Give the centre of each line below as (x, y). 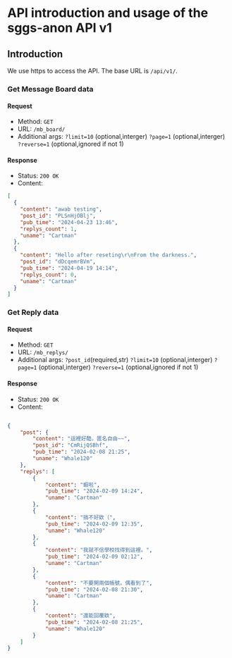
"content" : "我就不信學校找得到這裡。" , (99, 550)
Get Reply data (33, 313)
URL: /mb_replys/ (43, 352)
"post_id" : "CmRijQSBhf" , (71, 445)
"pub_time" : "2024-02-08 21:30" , (94, 590)
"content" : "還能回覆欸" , (80, 616)
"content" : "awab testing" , (61, 209)
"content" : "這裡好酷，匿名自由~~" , (81, 439)
